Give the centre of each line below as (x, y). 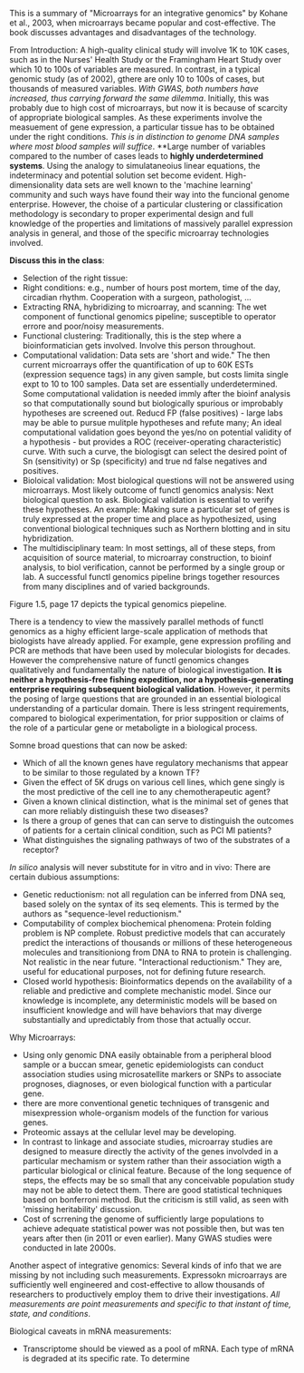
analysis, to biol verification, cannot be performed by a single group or (153, 567)
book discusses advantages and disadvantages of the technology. (133, 32)
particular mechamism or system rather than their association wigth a (152, 1161)
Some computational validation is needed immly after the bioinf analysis (157, 393)
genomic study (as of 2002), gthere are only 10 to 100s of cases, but (137, 79)
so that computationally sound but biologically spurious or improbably (152, 403)
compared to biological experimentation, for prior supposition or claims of (147, 718)
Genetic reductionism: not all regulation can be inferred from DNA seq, (154, 894)
